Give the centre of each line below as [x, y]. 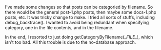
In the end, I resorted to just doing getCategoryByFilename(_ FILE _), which [79, 37]
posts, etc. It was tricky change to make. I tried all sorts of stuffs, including [80, 17]
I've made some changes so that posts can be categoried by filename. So [79, 7]
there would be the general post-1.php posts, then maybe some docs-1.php [81, 12]
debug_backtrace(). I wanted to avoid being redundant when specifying [77, 22]
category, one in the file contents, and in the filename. [59, 28]
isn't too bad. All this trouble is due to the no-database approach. [70, 42]
